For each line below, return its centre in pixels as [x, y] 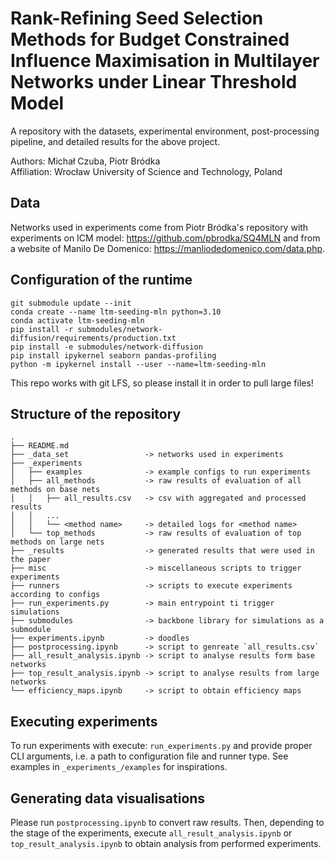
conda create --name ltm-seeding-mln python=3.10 [116, 312]
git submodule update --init [71, 303]
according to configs [55, 595]
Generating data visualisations [108, 798]
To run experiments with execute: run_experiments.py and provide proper [161, 746]
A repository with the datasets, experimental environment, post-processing [165, 131]
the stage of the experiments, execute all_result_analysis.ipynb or [151, 833]
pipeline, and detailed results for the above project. [115, 141]
